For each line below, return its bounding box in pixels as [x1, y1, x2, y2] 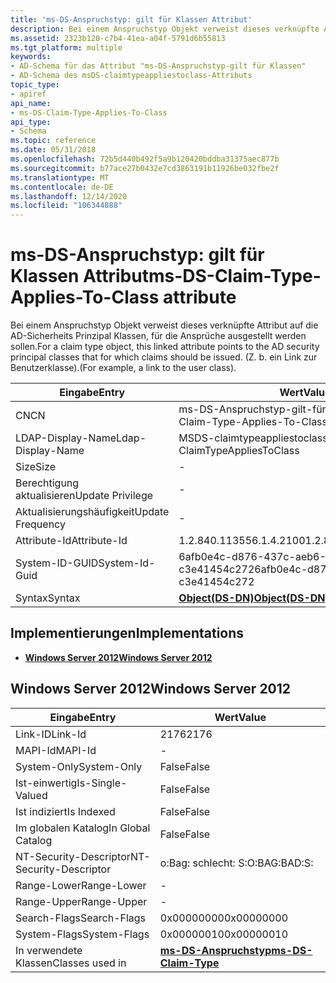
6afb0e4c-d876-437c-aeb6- [178, 550, 327, 564]
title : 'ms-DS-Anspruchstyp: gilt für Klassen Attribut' [10, 14, 253, 25]
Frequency [15, 517, 66, 531]
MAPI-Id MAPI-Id [15, 743, 97, 757]
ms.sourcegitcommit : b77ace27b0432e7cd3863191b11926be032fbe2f [10, 163, 280, 173]
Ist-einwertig [15, 776, 78, 790]
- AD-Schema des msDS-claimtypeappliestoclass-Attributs [10, 71, 253, 81]
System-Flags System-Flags [15, 927, 150, 941]
